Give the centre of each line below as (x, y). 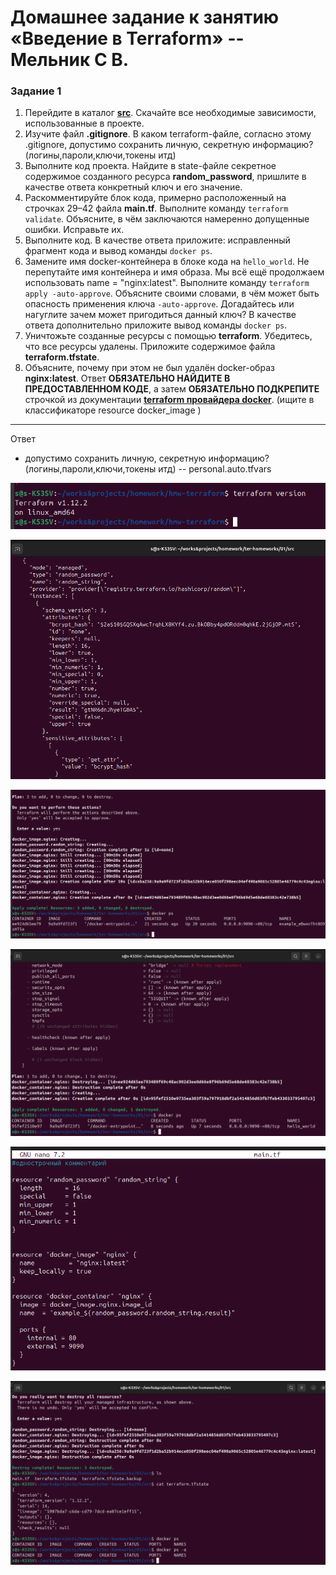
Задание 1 (36, 91)
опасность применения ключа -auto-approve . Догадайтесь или (159, 304)
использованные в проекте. (84, 123)
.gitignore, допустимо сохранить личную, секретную (137, 145)
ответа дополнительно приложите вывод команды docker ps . (156, 325)
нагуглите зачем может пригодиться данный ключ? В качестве (160, 315)
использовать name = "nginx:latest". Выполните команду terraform (167, 283)
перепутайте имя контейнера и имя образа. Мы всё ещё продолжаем (174, 272)
